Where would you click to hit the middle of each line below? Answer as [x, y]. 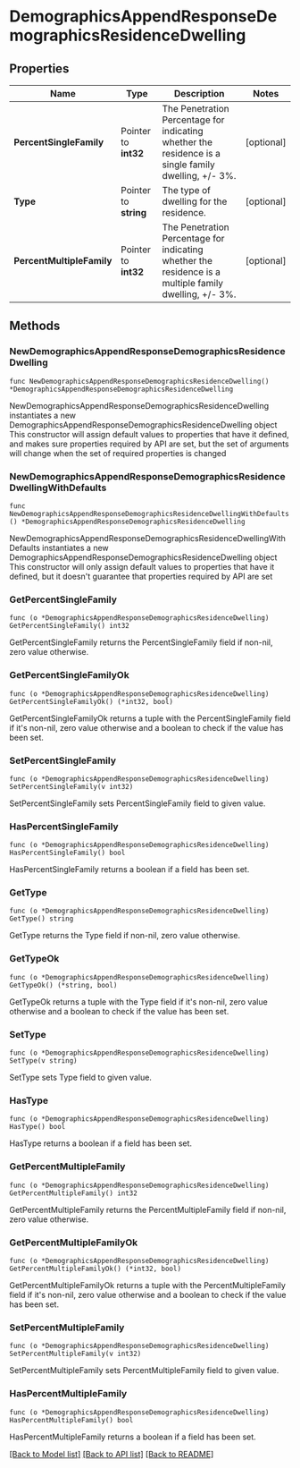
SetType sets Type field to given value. [80, 1078]
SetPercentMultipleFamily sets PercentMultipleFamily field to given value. [144, 1370]
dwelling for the [195, 201]
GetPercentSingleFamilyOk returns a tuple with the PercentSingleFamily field [150, 718]
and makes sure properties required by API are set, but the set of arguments [149, 444]
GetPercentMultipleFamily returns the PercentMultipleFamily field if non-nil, [148, 1209]
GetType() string [42, 919]
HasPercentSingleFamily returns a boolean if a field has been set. [129, 870]
